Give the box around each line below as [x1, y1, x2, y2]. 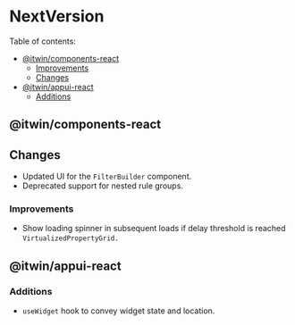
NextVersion [9, 6, 105, 27]
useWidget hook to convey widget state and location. [21, 305, 215, 316]
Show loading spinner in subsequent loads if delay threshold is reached [21, 223, 286, 234]
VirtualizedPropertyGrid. [21, 234, 119, 243]
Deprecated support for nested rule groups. [21, 180, 183, 191]
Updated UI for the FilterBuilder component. [21, 171, 192, 182]
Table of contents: [9, 36, 76, 46]
